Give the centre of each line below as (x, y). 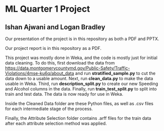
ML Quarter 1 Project (48, 9)
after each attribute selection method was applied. (56, 123)
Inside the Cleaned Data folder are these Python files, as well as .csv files (79, 103)
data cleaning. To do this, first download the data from (60, 63)
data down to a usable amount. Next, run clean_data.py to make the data (79, 78)
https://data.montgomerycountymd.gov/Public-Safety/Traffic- (68, 68)
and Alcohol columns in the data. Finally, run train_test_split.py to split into (81, 89)
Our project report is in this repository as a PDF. (53, 48)
